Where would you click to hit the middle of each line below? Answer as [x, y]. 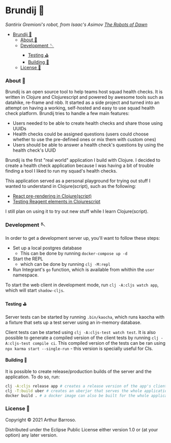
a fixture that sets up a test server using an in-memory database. [73, 322]
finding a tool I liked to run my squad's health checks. [61, 171]
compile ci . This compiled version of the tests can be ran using [99, 343]
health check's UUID [34, 150]
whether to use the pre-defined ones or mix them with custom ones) [84, 140]
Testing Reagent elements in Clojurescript [56, 202]
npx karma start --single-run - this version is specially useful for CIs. [79, 348]
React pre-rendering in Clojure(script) [52, 196]
